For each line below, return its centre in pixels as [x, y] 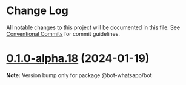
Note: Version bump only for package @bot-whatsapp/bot [79, 75]
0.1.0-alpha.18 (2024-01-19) [78, 59]
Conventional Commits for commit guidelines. [63, 33]
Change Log [37, 11]
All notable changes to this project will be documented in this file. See [93, 27]
